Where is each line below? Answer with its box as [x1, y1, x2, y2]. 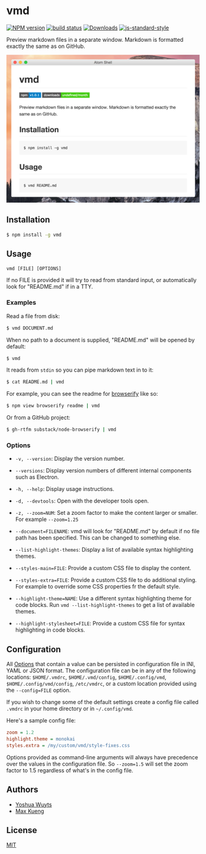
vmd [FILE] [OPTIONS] [6, 265, 62, 272]
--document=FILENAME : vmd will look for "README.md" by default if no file [15, 528, 200, 535]
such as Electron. [15, 474, 59, 481]
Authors [6, 785, 39, 795]
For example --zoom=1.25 [15, 515, 78, 523]
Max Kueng [15, 807, 45, 815]
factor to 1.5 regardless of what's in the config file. [6, 766, 134, 774]
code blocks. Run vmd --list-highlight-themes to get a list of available [15, 601, 195, 609]
